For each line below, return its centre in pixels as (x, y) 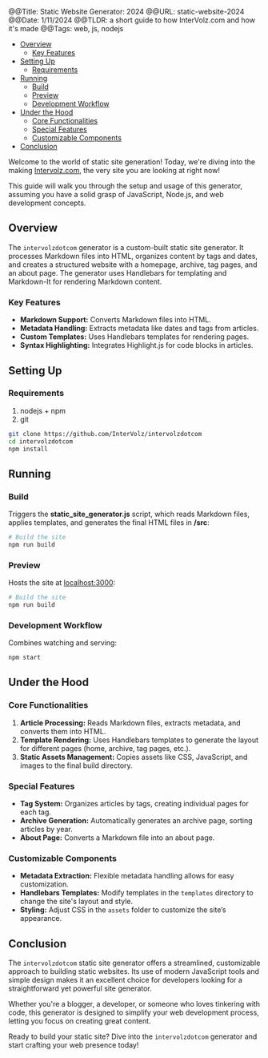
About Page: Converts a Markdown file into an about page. (117, 838)
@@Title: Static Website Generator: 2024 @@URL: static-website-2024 (126, 12)
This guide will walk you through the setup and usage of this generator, (125, 186)
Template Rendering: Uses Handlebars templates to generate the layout (139, 740)
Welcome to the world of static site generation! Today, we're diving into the (132, 162)
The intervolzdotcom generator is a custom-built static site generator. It (126, 247)
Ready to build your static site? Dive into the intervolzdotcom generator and (133, 1036)
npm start (25, 658)
